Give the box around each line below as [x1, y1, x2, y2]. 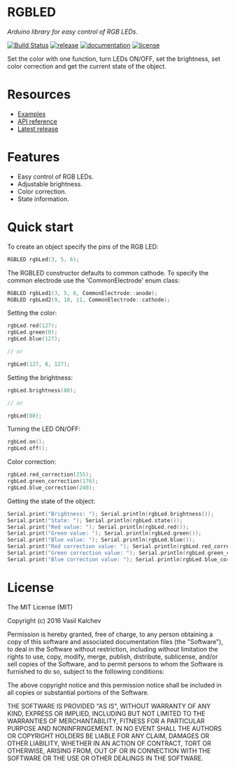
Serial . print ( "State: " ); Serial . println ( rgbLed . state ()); [7, 516, 183, 524]
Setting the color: [7, 309, 57, 317]
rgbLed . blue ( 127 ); [7, 336, 61, 343]
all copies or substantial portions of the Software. [7, 688, 149, 697]
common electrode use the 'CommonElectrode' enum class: [7, 276, 180, 284]
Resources [7, 87, 71, 102]
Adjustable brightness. [17, 179, 83, 188]
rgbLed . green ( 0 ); [7, 329, 58, 336]
